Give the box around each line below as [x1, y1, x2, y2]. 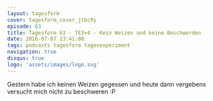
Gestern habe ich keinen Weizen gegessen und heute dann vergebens [7, 80, 206, 88]
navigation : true [7, 49, 57, 56]
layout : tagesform [7, 10, 60, 17]
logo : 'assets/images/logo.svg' [7, 61, 100, 68]
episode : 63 [7, 23, 41, 30]
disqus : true [7, 55, 45, 62]
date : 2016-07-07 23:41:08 [7, 36, 85, 43]
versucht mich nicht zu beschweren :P [7, 87, 115, 96]
